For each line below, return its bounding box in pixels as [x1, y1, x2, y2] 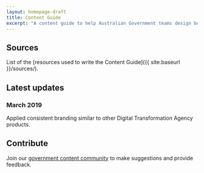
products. [6, 120, 30, 128]
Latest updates [6, 82, 64, 93]
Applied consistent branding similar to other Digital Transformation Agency [6, 114, 193, 122]
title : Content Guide [6, 15, 61, 21]
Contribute [6, 139, 49, 149]
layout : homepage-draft [6, 8, 67, 15]
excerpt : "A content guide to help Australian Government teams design [6, 20, 191, 26]
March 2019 [6, 100, 42, 109]
